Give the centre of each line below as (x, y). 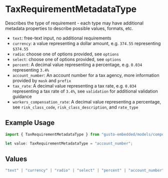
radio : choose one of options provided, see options (65, 54)
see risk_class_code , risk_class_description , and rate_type (75, 107)
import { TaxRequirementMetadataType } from (52, 134)
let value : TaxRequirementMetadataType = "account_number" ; (69, 143)
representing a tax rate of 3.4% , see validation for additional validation (85, 91)
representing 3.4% (30, 70)
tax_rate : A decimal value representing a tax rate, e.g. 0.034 (74, 85)
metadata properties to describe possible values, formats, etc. (69, 28)
